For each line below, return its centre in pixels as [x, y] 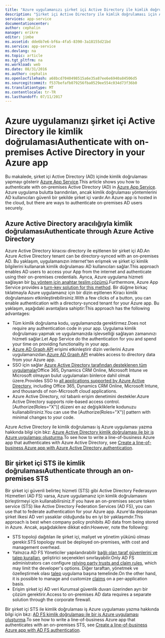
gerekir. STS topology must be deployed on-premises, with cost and [81, 542]
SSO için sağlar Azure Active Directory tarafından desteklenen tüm [80, 365]
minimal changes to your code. [43, 417]
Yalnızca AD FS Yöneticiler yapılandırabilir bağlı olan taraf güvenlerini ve [85, 552]
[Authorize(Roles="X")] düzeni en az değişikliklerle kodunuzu [74, 407]
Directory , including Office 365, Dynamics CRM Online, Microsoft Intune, [85, 386]
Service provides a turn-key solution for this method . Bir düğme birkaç [76, 287]
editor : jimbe [20, 37]
